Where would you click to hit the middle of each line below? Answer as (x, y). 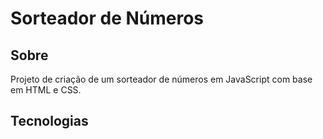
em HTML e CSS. (46, 90)
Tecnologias (49, 121)
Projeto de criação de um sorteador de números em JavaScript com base (161, 79)
